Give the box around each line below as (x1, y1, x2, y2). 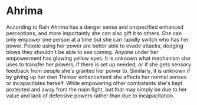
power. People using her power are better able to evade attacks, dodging (6, 42, 184, 49)
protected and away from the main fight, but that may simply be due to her (6, 86, 187, 93)
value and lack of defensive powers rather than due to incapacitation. (6, 92, 175, 99)
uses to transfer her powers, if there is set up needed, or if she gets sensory (6, 60, 192, 68)
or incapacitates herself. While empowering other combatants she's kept (6, 79, 183, 86)
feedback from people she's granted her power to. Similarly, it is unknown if (6, 67, 191, 74)
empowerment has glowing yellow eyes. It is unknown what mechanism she (6, 55, 191, 62)
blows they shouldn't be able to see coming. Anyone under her (6, 48, 159, 55)
